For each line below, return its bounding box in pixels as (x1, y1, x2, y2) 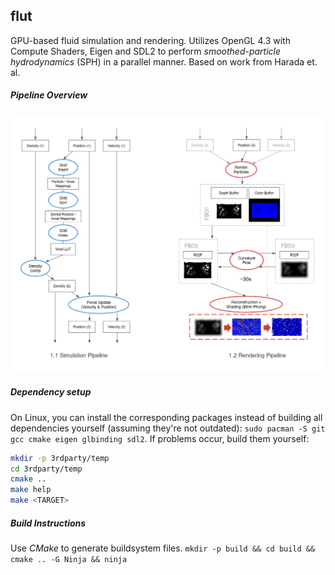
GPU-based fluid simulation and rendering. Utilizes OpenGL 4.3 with (10, 34, 291, 46)
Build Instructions (10, 517, 87, 529)
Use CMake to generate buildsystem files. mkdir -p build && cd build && (10, 542, 316, 554)
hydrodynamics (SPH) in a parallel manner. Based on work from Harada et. (10, 55, 318, 68)
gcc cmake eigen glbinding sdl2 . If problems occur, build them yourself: (10, 432, 310, 444)
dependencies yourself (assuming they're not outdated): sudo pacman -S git (10, 422, 326, 434)
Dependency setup (10, 386, 92, 398)
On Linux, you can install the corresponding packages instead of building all (10, 411, 323, 423)
